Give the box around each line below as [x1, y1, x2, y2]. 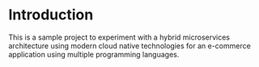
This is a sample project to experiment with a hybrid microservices [8, 32, 231, 42]
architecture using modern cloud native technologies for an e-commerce [8, 40, 251, 50]
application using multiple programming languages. [8, 49, 180, 59]
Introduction [8, 6, 94, 24]
